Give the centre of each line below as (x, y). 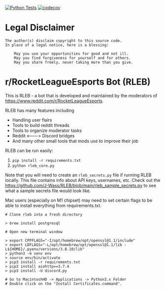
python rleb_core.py (33, 166)
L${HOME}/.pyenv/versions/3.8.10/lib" (45, 249)
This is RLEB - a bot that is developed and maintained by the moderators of (81, 95)
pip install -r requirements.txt (47, 161)
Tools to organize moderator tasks (47, 130)
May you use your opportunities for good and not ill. (71, 54)
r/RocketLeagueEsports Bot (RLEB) (78, 82)
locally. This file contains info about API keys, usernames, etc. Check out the (83, 180)
